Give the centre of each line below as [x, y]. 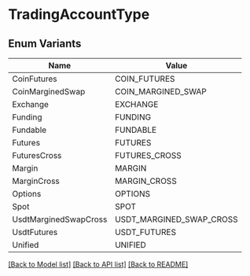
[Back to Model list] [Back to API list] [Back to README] [98, 264]
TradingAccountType [79, 15]
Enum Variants [45, 44]
